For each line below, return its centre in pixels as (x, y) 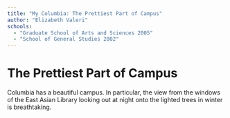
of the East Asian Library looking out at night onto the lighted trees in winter (115, 100)
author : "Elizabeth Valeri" (48, 20)
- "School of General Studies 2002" (66, 39)
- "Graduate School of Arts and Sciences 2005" (83, 33)
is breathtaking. (29, 107)
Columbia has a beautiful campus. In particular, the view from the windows (114, 92)
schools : (20, 26)
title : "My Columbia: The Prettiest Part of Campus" (85, 13)
